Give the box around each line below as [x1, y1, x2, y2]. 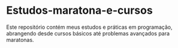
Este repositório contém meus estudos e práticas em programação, [6, 23, 173, 31]
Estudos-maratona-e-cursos [6, 4, 153, 17]
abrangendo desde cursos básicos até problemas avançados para [6, 29, 170, 37]
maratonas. [6, 36, 34, 43]
